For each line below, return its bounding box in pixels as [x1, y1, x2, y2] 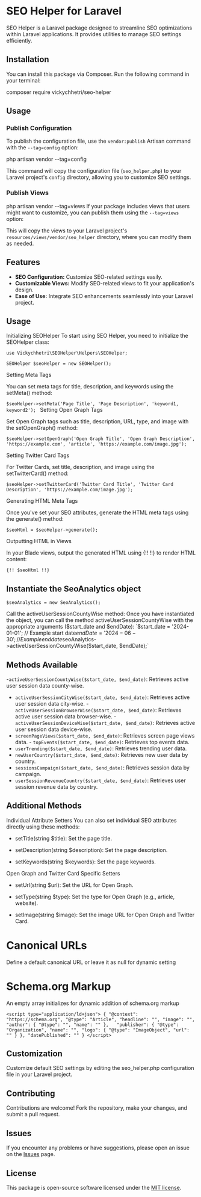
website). [14, 899, 39, 907]
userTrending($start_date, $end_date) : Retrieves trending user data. [14, 745, 187, 752]
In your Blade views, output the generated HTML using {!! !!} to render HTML [6, 549, 196, 556]
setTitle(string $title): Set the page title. [14, 835, 113, 842]
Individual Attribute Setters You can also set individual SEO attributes [6, 816, 177, 824]
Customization [6, 1049, 63, 1059]
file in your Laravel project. [6, 1071, 73, 1078]
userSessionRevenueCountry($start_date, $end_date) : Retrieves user [14, 777, 186, 784]
